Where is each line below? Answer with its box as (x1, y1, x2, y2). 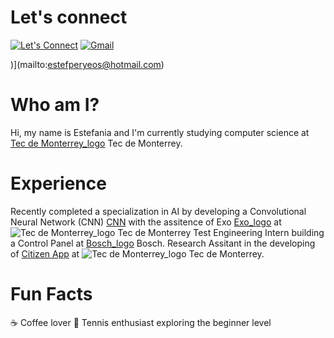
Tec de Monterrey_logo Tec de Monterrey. (10, 137, 183, 149)
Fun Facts (10, 283, 93, 305)
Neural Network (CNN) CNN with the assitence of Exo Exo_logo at (10, 216, 282, 228)
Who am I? (10, 94, 100, 116)
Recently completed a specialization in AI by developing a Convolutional (10, 205, 307, 217)
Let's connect (10, 6, 128, 29)
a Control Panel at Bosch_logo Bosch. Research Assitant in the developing (10, 237, 316, 249)
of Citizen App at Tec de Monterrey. (10, 247, 265, 260)
